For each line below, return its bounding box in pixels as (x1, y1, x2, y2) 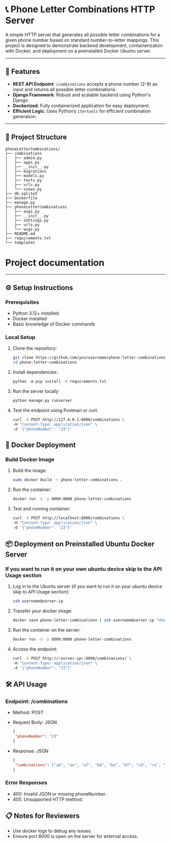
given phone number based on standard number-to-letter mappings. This (5, 37, 159, 43)
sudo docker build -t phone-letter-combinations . (12, 477, 123, 482)
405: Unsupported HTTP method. (12, 796, 83, 802)
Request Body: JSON (12, 719, 57, 725)
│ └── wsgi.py (5, 227, 40, 232)
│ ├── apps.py (5, 159, 40, 165)
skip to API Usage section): (12, 589, 70, 595)
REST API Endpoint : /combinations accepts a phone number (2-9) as (12, 80, 158, 87)
